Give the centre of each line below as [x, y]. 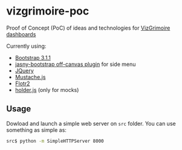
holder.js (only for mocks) [47, 90]
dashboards [21, 34]
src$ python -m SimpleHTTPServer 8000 [55, 141]
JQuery [24, 70]
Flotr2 [22, 83]
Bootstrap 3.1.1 [33, 57]
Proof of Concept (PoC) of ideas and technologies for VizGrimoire [88, 28]
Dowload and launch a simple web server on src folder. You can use [91, 123]
